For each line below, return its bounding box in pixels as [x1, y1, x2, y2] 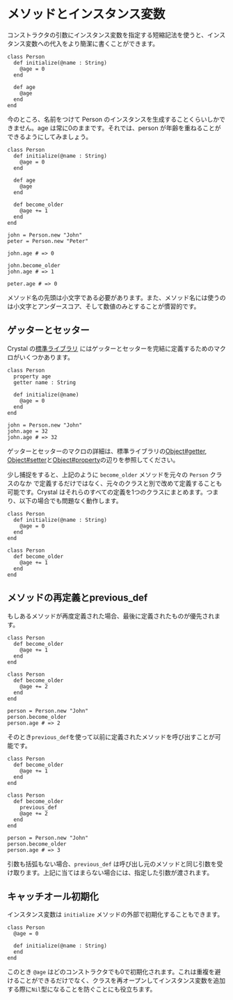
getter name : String [13, 379, 77, 386]
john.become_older [7, 262, 61, 269]
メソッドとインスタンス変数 [7, 6, 166, 22]
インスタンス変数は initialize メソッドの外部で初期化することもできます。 [7, 910, 224, 919]
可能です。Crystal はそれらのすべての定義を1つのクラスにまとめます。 [7, 488, 207, 496]
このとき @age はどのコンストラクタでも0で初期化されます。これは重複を [7, 968, 216, 976]
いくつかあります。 [19, 353, 74, 361]
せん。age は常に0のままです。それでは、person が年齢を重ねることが [19, 123, 221, 132]
